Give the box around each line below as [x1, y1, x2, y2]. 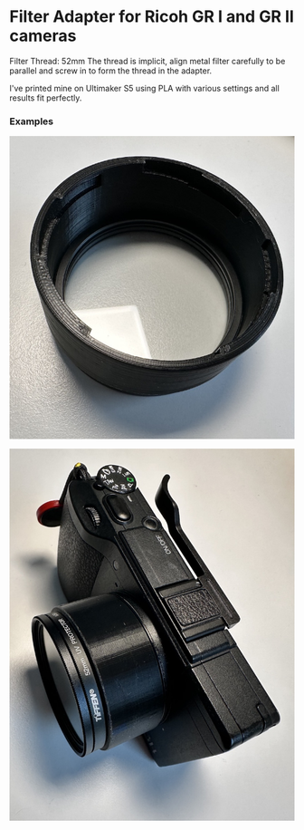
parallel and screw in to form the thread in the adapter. [9, 65, 213, 76]
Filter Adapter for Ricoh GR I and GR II [9, 6, 294, 27]
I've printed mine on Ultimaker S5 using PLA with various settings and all [9, 82, 280, 93]
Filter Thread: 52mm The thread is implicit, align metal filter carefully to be [9, 55, 286, 66]
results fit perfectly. [9, 92, 82, 103]
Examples [9, 115, 54, 128]
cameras [9, 25, 77, 46]
